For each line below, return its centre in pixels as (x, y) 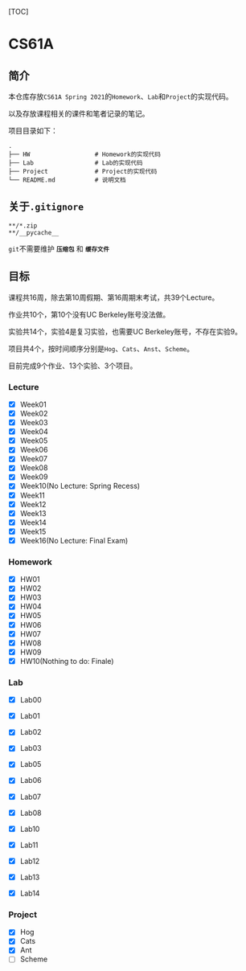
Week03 (34, 423)
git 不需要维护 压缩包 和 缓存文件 (59, 248)
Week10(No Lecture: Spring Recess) (80, 486)
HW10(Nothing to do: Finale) (67, 661)
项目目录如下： (33, 131)
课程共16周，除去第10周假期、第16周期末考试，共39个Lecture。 (114, 297)
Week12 (33, 504)
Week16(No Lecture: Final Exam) (74, 540)
